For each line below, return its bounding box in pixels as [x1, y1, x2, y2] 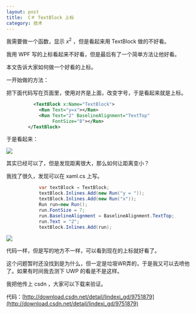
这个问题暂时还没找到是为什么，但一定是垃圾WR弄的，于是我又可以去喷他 [6, 260, 190, 267]
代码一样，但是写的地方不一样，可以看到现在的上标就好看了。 [6, 247, 160, 254]
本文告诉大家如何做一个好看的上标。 [6, 64, 97, 71]
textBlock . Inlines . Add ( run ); [38, 224, 113, 230]
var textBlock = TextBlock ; [38, 185, 110, 191]
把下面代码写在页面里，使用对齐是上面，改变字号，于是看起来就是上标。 [6, 89, 186, 97]
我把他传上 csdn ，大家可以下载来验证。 [6, 280, 107, 288]
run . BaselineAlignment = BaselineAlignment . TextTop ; [38, 213, 174, 219]
